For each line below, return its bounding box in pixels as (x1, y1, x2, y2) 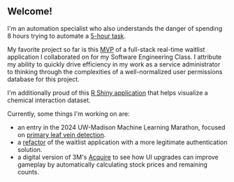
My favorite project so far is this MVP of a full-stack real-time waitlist (7, 45, 205, 53)
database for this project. (7, 75, 80, 83)
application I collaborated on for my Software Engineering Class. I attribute (7, 52, 222, 61)
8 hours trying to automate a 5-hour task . (7, 31, 126, 40)
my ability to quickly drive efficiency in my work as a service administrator (7, 59, 221, 69)
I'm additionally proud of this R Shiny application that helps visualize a (7, 88, 208, 97)
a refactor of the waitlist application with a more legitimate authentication (17, 138, 228, 146)
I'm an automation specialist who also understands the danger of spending (7, 24, 222, 32)
